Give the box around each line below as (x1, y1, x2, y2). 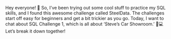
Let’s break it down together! (5, 28, 66, 34)
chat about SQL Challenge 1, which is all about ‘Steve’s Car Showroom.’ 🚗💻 (5, 21, 163, 27)
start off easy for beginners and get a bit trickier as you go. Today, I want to (5, 15, 164, 21)
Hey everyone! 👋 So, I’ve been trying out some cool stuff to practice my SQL (5, 5, 166, 10)
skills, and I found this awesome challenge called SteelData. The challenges (5, 10, 165, 16)
